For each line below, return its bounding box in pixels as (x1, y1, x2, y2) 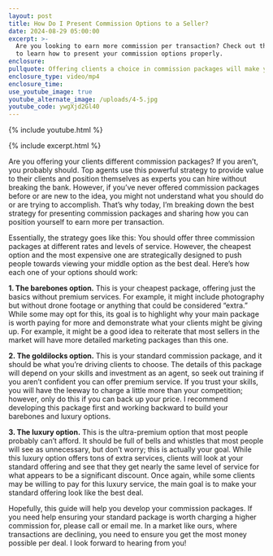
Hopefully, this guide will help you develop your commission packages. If (8, 504, 253, 514)
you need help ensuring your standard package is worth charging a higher (8, 512, 258, 522)
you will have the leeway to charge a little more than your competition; (8, 386, 244, 396)
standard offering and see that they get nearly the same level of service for (8, 462, 260, 472)
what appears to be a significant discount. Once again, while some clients (8, 471, 256, 480)
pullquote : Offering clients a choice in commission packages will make (8, 65, 260, 73)
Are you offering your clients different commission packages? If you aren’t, (8, 156, 258, 167)
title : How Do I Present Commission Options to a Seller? (8, 20, 209, 28)
